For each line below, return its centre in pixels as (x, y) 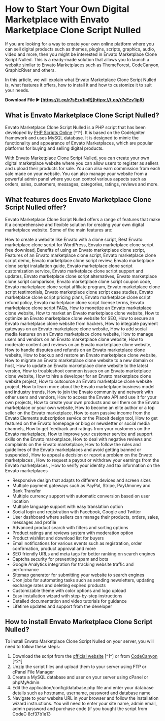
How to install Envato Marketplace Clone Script (79, 622)
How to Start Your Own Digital (67, 9)
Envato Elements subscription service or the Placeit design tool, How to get (82, 418)
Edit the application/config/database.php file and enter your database (83, 688)
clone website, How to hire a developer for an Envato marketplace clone (78, 376)
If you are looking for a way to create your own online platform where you (80, 44)
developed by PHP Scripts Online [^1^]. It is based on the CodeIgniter (75, 133)
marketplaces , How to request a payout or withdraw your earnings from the (82, 460)
